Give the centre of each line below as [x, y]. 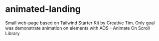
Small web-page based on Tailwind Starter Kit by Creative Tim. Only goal [80, 23]
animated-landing [43, 9]
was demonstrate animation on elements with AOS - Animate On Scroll [78, 28]
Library [12, 33]
